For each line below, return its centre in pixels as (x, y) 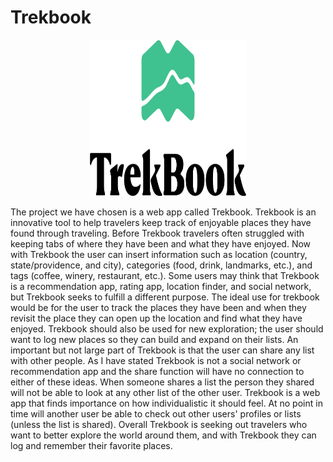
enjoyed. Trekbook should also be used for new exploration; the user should (167, 328)
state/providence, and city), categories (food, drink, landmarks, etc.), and (161, 265)
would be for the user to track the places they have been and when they (158, 307)
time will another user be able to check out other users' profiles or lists (156, 413)
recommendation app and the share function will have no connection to (157, 371)
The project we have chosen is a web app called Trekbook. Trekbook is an (163, 212)
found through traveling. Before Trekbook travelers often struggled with (157, 233)
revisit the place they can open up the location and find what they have (156, 318)
